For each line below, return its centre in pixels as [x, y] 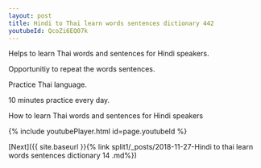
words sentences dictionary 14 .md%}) [72, 156]
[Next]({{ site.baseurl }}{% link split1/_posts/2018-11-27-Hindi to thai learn [131, 147]
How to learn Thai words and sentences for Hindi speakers [106, 116]
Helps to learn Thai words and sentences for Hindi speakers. [109, 54]
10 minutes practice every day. [59, 100]
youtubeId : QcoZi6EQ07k [48, 31]
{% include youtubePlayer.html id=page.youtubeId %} [98, 131]
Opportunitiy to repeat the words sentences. [82, 69]
